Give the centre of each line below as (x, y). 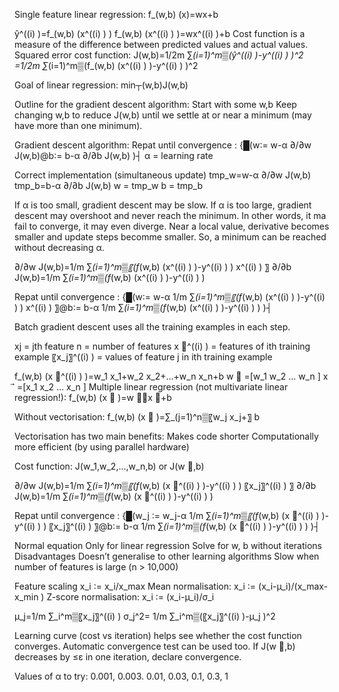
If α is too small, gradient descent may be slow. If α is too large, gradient (163, 205)
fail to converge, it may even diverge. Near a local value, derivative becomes (172, 226)
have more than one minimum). (78, 125)
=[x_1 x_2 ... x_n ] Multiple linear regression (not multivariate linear (152, 387)
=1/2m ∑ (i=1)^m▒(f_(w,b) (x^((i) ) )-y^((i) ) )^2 (106, 65)
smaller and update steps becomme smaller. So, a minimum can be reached (170, 237)
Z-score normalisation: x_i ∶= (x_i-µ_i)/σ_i (130, 597)
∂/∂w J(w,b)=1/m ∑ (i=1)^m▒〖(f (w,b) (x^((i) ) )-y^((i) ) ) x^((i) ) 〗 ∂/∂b (153, 267)
